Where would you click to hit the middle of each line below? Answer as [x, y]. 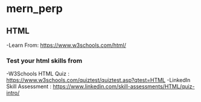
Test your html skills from [44, 61]
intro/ [13, 93]
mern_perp [35, 9]
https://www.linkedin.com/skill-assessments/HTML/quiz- [124, 86]
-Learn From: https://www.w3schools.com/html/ [66, 45]
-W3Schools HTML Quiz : [38, 74]
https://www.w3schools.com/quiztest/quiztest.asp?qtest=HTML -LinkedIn [98, 80]
